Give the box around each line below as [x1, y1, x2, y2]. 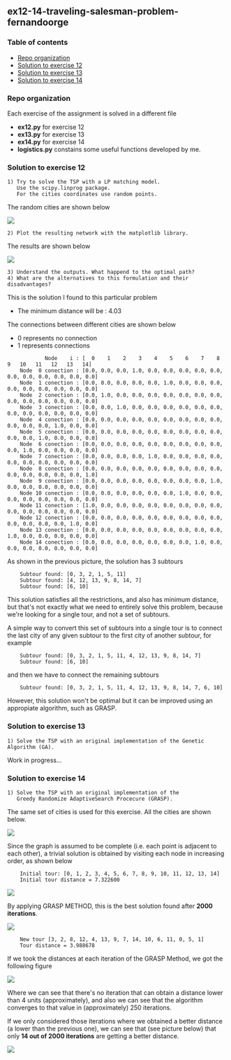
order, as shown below [7, 856, 73, 865]
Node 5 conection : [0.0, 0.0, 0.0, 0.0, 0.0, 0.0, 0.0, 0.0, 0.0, [20, 429, 223, 436]
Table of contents [7, 38, 68, 48]
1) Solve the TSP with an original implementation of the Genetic [7, 737, 204, 745]
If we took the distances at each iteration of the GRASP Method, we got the [7, 954, 223, 963]
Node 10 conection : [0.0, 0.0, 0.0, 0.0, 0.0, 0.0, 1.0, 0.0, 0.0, [20, 490, 223, 497]
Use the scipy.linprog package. [16, 185, 111, 192]
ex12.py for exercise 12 [17, 123, 85, 131]
